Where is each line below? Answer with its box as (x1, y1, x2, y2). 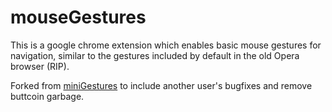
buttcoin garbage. (10, 90, 85, 102)
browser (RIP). (10, 60, 70, 72)
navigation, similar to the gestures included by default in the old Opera (10, 49, 300, 61)
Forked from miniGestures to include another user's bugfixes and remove (10, 79, 313, 91)
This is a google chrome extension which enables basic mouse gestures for (10, 39, 322, 51)
